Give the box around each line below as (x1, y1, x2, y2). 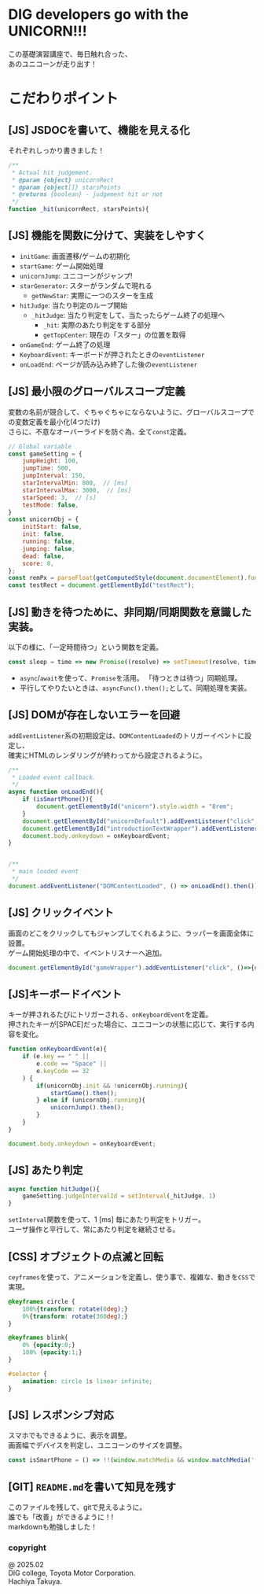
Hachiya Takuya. (8, 1577, 63, 1586)
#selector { (8, 1370, 47, 1378)
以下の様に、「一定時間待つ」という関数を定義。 (8, 643, 163, 651)
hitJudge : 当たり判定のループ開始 (19, 301, 128, 310)
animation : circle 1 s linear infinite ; (22, 1377, 153, 1386)
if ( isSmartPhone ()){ (22, 795, 93, 803)
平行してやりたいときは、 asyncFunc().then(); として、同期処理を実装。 (19, 683, 251, 692)
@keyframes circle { (8, 1297, 76, 1305)
